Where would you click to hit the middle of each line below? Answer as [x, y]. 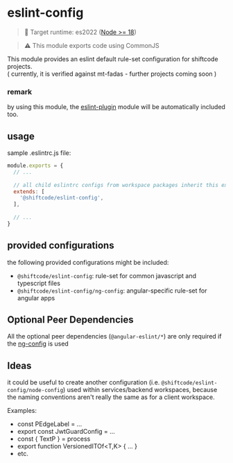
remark [20, 92]
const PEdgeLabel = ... [50, 424]
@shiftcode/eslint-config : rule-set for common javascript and [106, 275]
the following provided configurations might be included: [88, 262]
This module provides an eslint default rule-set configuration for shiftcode [113, 59]
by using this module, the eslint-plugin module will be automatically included [116, 107]
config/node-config [35, 391]
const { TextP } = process [54, 439]
